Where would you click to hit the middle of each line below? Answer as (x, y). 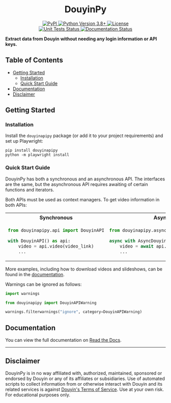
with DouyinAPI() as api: (39, 241)
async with (122, 241)
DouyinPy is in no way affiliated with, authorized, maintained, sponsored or (84, 373)
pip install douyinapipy (32, 151)
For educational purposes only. (38, 395)
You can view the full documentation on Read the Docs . (63, 340)
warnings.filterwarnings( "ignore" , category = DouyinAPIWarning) (74, 312)
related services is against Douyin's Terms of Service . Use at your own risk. (84, 389)
